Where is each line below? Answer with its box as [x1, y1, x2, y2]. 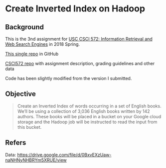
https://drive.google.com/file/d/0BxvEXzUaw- [17, 152, 112, 158]
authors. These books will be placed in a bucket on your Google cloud [17, 113, 162, 119]
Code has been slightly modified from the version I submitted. [5, 76, 132, 81]
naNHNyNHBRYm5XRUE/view [5, 157, 67, 163]
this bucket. [17, 124, 42, 130]
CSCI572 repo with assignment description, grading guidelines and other [5, 61, 155, 66]
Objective [5, 90, 36, 98]
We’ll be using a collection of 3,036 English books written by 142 [17, 108, 150, 114]
